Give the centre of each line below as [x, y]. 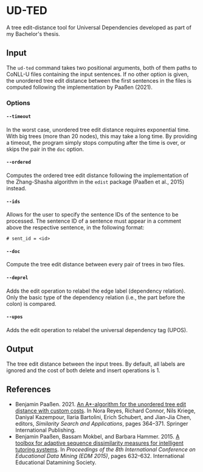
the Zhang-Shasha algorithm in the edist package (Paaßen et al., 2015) [95, 182]
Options [18, 103]
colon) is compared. [31, 304]
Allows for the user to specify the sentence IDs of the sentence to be [92, 215]
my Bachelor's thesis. [33, 33]
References [29, 390]
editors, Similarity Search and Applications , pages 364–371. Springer [101, 423]
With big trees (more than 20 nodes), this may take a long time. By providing [102, 136]
